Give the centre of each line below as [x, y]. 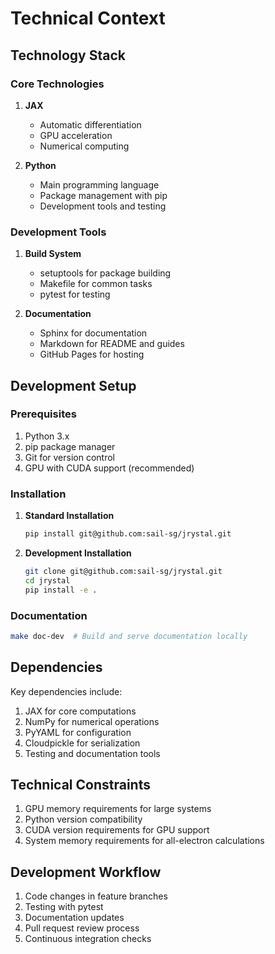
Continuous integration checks [88, 939]
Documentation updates [74, 918]
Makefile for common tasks [96, 284]
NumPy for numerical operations [92, 721]
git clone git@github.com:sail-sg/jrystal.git [123, 572]
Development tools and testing [103, 206]
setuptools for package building [105, 273]
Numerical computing [84, 146]
